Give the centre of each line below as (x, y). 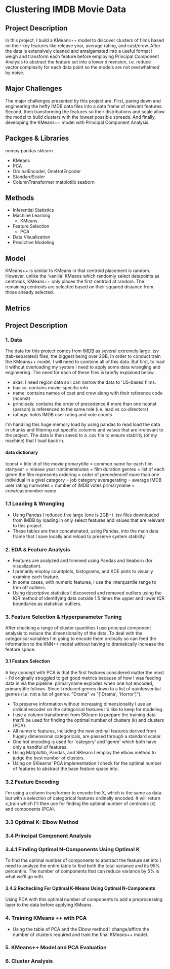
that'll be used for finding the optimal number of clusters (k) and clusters (88, 720)
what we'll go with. (25, 877)
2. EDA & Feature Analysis (38, 549)
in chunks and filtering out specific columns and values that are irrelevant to (84, 430)
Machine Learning (31, 215)
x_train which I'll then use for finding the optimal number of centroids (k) (80, 804)
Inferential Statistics (33, 210)
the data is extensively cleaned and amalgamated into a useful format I (79, 51)
